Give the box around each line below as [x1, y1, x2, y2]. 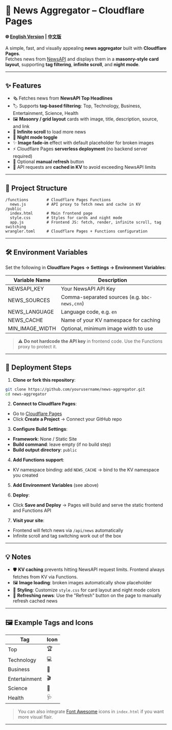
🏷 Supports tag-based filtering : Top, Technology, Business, [12, 103, 142, 109]
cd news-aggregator [5, 391, 47, 397]
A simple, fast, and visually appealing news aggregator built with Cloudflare [5, 45, 167, 51]
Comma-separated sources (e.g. [61, 293, 141, 301]
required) [12, 153, 33, 160]
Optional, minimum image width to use [61, 325, 154, 332]
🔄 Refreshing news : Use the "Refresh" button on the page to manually [12, 593, 162, 599]
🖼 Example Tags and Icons [5, 618, 94, 627]
